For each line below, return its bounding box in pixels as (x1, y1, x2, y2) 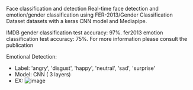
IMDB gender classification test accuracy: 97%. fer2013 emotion (6, 29, 163, 36)
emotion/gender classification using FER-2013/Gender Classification (6, 11, 173, 18)
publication (6, 41, 34, 49)
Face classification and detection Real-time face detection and (6, 5, 159, 12)
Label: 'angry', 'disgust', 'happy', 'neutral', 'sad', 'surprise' (14, 65, 156, 72)
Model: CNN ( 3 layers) (14, 71, 71, 78)
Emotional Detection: (6, 53, 57, 60)
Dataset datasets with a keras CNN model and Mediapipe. (6, 18, 147, 24)
